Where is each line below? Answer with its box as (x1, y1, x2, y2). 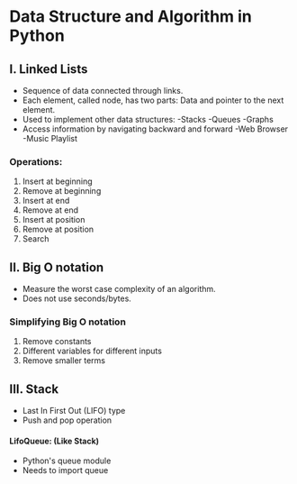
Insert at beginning (22, 176, 93, 187)
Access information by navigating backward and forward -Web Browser (22, 123, 289, 134)
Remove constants (22, 336, 92, 347)
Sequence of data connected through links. (22, 86, 184, 96)
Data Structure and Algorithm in (9, 6, 252, 27)
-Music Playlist (22, 133, 78, 143)
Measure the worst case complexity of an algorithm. (22, 284, 216, 295)
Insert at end (22, 196, 70, 206)
